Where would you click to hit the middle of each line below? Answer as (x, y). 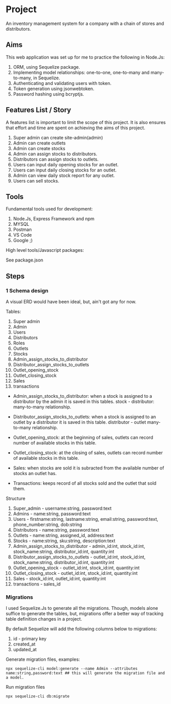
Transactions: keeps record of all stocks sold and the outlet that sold (85, 483)
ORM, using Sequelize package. (46, 67)
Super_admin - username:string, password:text (62, 508)
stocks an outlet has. (35, 474)
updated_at (25, 650)
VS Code (22, 235)
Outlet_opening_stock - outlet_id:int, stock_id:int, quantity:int (76, 568)
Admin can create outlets (39, 143)
